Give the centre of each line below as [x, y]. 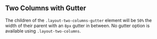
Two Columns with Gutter [46, 8]
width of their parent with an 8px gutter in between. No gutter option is [77, 25]
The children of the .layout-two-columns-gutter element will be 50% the [78, 20]
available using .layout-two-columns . [43, 31]
